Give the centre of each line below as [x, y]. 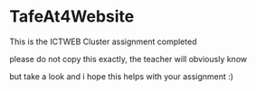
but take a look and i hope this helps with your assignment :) [121, 76]
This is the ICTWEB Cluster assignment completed [103, 41]
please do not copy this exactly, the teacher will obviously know [128, 59]
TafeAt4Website [72, 17]
